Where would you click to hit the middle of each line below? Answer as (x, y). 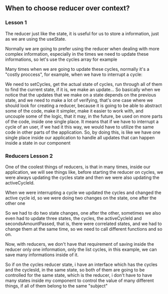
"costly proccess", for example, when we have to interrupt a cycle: (74, 74)
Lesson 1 (16, 23)
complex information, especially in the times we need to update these (77, 54)
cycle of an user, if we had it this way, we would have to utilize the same (79, 127)
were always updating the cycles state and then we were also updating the (82, 177)
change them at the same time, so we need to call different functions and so (84, 229)
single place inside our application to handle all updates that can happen (80, 137)
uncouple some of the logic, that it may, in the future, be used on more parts (84, 116)
